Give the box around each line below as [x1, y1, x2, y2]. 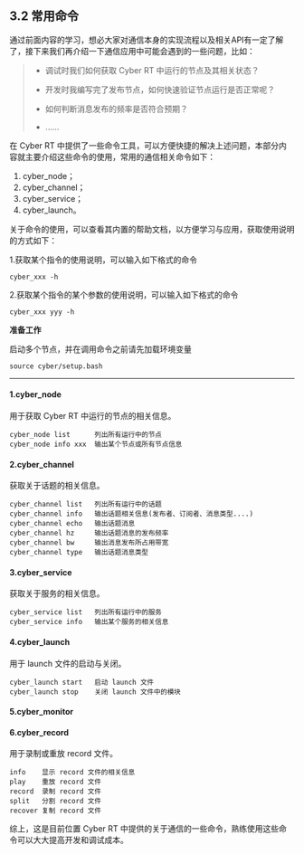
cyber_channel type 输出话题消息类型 [9, 548, 149, 557]
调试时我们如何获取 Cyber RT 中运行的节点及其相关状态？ [44, 64, 260, 75]
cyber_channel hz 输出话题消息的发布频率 [9, 528, 169, 538]
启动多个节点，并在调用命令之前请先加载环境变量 [9, 343, 192, 355]
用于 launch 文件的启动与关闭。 [9, 658, 127, 669]
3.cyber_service [9, 566, 72, 577]
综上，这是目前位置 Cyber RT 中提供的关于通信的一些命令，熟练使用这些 [9, 823, 280, 834]
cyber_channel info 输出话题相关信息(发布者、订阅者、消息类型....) [9, 509, 254, 518]
